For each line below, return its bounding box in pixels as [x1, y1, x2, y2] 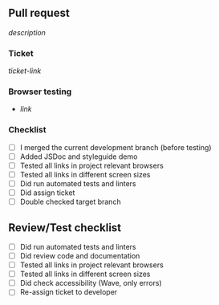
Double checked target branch [19, 197, 122, 207]
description [8, 27, 47, 37]
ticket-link [8, 66, 42, 75]
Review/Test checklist [8, 221, 122, 234]
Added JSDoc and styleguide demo [19, 152, 138, 161]
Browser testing [8, 86, 72, 97]
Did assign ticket [19, 188, 75, 197]
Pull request [8, 6, 70, 20]
